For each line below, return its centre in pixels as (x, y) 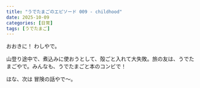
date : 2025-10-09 (28, 17)
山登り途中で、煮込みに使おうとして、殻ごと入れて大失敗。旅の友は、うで (98, 59)
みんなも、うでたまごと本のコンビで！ (79, 66)
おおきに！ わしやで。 (33, 46)
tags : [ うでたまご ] (28, 28)
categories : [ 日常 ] (30, 23)
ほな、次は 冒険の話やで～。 (41, 79)
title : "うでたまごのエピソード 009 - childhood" (64, 12)
